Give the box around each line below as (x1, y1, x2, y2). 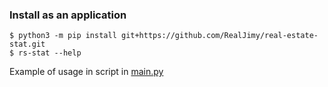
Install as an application (9, 8, 127, 22)
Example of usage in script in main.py (9, 66, 164, 78)
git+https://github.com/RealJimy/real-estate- (120, 31, 319, 41)
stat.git (9, 39, 46, 50)
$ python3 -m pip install (9, 31, 117, 41)
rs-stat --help (18, 48, 82, 58)
